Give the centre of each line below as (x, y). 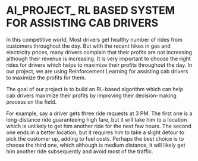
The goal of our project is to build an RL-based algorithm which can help (95, 89)
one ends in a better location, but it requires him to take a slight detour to (95, 132)
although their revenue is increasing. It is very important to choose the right (99, 58)
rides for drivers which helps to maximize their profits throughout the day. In (99, 65)
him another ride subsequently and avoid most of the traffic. (80, 151)
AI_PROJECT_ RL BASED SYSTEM (91, 10)
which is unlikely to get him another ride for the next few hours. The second (99, 126)
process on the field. (32, 101)
